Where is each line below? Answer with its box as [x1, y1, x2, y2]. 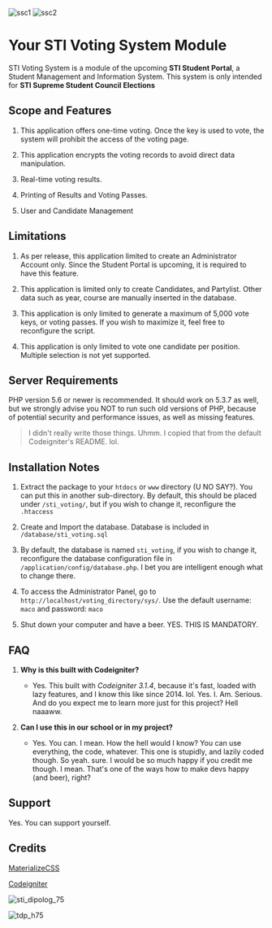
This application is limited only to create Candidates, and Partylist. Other [19, 284, 262, 294]
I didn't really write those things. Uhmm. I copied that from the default [28, 428, 261, 438]
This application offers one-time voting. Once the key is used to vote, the [19, 125, 265, 135]
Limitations [8, 229, 67, 243]
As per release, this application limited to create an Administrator [19, 251, 237, 260]
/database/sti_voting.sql [19, 531, 108, 539]
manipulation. [19, 159, 67, 168]
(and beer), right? [32, 773, 91, 782]
